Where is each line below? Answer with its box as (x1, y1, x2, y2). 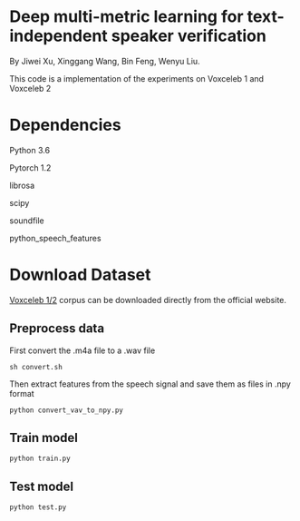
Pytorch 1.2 (9, 162, 52, 173)
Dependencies (9, 115, 121, 135)
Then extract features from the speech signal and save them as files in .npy (9, 378, 292, 389)
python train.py (9, 454, 71, 464)
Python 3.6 (9, 144, 51, 155)
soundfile (9, 215, 45, 226)
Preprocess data (9, 320, 105, 337)
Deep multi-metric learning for (9, 6, 244, 27)
